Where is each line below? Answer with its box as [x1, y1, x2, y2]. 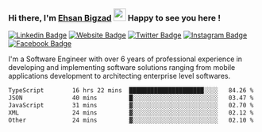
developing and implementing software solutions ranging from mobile [8, 63, 236, 72]
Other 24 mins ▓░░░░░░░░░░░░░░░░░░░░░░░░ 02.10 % [8, 116, 254, 124]
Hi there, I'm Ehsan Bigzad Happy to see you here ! [8, 12, 221, 23]
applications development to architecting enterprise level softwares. [8, 72, 231, 81]
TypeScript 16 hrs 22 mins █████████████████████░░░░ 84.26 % [8, 87, 254, 95]
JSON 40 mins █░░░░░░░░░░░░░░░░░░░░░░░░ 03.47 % [8, 94, 254, 103]
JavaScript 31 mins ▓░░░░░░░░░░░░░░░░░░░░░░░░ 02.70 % [8, 102, 254, 110]
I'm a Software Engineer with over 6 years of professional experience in [8, 54, 243, 64]
